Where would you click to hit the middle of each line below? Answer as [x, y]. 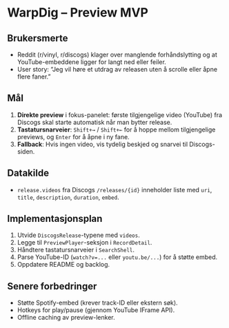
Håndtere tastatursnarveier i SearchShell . [76, 250]
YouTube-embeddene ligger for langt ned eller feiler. [92, 62]
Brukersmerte [38, 38]
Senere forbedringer [52, 286]
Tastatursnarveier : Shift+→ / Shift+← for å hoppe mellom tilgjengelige [116, 130]
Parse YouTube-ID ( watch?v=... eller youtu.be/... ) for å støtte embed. [117, 257]
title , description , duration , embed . [68, 197]
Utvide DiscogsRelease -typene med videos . [78, 235]
